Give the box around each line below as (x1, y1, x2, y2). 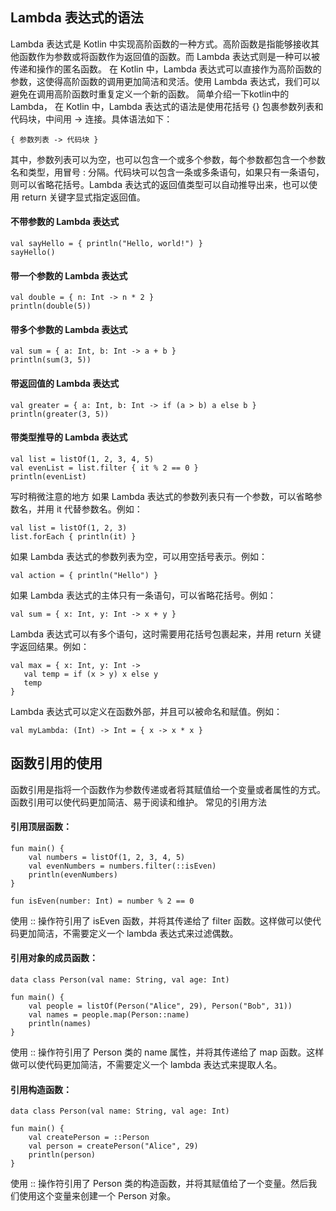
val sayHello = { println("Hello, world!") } (10, 239, 203, 249)
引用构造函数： (10, 1083, 72, 1095)
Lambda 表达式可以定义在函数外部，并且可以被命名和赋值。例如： (10, 705, 283, 717)
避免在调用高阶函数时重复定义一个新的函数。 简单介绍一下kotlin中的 (10, 88, 290, 100)
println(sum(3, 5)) (10, 355, 92, 365)
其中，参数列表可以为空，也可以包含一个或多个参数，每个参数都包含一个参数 (10, 153, 326, 165)
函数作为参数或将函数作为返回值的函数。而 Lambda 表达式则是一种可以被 (18, 50, 320, 62)
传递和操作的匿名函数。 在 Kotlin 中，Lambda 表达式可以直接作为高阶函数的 (10, 63, 322, 75)
